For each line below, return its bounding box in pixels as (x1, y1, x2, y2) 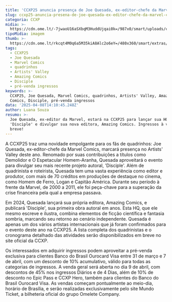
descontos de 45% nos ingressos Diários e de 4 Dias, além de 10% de (5, 269, 154, 275)
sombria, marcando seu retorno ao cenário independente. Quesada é (5, 215, 152, 222)
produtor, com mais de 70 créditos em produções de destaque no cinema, (5, 173, 162, 179)
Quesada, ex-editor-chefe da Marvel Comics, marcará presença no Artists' (5, 146, 163, 152)
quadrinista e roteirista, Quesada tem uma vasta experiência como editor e (5, 167, 163, 174)
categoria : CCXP (5, 17, 40, 22)
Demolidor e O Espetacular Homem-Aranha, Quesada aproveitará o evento (5, 157, 163, 163)
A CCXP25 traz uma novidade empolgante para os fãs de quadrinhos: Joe (5, 140, 161, 146)
